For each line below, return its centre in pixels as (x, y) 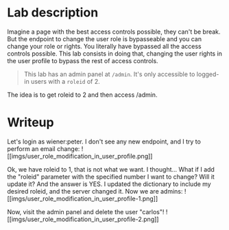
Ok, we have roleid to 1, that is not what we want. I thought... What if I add (111, 169)
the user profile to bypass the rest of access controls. (83, 60)
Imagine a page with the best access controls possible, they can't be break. (114, 32)
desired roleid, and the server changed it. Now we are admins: (95, 191)
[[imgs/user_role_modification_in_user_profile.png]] (80, 156)
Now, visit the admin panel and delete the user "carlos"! (86, 211)
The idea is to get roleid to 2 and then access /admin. (82, 95)
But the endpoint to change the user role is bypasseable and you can (105, 38)
